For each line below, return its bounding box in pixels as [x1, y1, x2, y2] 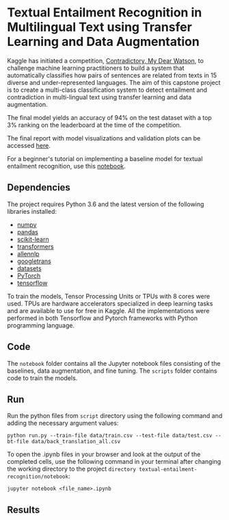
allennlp [16, 249, 40, 258]
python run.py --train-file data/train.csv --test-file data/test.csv [7, 432, 213, 439]
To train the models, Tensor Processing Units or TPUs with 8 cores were [7, 292, 211, 300]
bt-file [7, 438, 29, 445]
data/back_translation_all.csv [31, 438, 121, 445]
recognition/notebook [7, 473, 69, 480]
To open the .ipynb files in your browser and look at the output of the [7, 450, 201, 458]
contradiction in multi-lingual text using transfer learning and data [7, 92, 192, 101]
